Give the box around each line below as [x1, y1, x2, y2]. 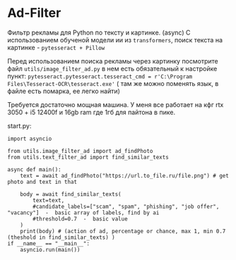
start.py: [7, 121, 32, 130]
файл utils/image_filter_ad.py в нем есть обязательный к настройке [7, 64, 218, 73]
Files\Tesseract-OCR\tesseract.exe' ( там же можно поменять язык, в [7, 79, 219, 87]
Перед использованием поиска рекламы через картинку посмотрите [7, 56, 218, 65]
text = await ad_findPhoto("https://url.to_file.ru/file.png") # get [20, 172, 230, 179]
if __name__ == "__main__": [7, 240, 90, 247]
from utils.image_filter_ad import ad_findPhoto [7, 147, 153, 154]
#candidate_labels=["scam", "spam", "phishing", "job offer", [33, 203, 220, 210]
